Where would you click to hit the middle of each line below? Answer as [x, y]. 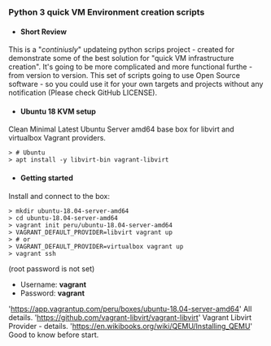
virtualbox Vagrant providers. [57, 138]
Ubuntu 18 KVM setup [58, 111]
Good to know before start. [54, 335]
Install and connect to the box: [59, 196]
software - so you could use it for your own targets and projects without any [136, 84]
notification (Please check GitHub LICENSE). [83, 93]
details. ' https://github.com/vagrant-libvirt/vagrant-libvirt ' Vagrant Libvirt [130, 317]
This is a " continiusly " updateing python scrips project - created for [122, 50]
